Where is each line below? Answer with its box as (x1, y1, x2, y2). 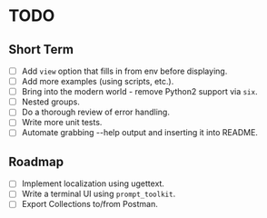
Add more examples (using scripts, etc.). (21, 76, 174, 87)
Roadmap (8, 154, 64, 169)
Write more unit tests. (21, 117, 103, 128)
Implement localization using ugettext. (21, 178, 165, 189)
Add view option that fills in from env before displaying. (21, 65, 228, 76)
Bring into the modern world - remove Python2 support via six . (21, 86, 258, 97)
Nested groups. (21, 96, 81, 107)
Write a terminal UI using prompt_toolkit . (21, 188, 176, 200)
